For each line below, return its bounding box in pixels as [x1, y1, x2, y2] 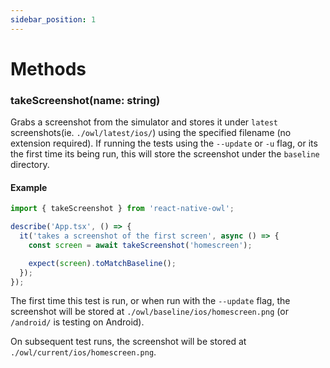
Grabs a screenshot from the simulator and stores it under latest [10, 116, 279, 128]
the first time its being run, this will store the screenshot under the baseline [10, 148, 320, 160]
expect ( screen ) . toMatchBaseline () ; [28, 258, 177, 268]
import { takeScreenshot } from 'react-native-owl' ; [10, 204, 235, 214]
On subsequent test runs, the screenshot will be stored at [10, 336, 247, 348]
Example [10, 181, 48, 193]
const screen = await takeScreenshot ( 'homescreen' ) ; [28, 240, 253, 250]
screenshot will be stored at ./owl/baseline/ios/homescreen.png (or [10, 306, 289, 318]
